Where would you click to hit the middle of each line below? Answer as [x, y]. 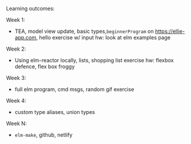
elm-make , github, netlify [43, 135]
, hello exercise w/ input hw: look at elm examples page [103, 37]
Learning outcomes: [30, 9]
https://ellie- [170, 31]
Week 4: [16, 101]
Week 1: [16, 20]
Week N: [17, 123]
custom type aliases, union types [55, 112]
